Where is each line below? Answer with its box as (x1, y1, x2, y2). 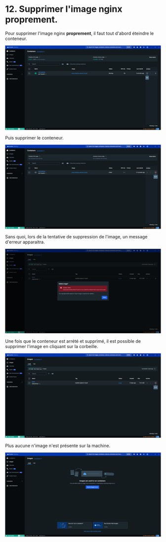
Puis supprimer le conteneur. (5, 135, 64, 140)
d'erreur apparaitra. (5, 239, 45, 245)
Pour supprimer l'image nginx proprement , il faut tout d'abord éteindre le (5, 30, 154, 36)
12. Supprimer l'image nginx (5, 3, 123, 15)
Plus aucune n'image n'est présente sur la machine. (5, 443, 111, 449)
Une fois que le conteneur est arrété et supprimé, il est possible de (5, 338, 141, 344)
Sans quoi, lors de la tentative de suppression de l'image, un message (5, 234, 148, 240)
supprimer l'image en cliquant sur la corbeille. (5, 343, 98, 349)
